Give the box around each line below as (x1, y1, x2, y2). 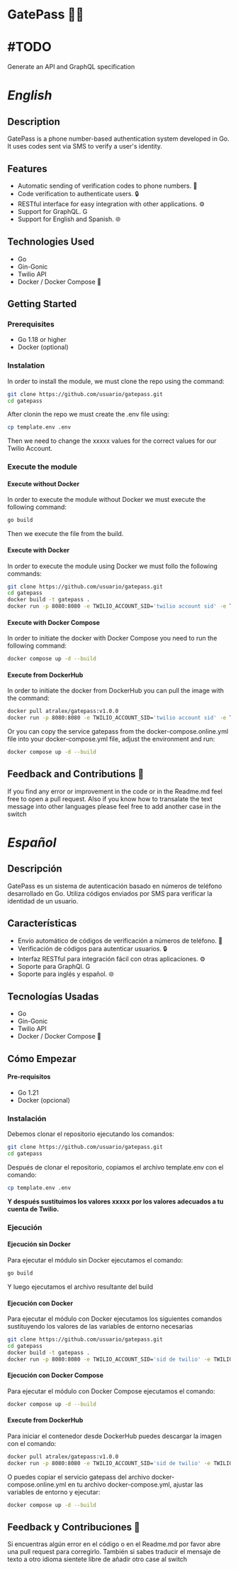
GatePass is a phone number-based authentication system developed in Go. (7, 134, 230, 143)
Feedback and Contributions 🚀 (7, 768, 144, 781)
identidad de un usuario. (7, 896, 79, 905)
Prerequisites (7, 319, 55, 329)
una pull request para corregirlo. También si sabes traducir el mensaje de (7, 1548, 221, 1556)
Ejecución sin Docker (7, 1240, 71, 1248)
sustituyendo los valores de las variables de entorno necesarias (7, 1322, 193, 1331)
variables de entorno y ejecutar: (7, 1487, 101, 1496)
